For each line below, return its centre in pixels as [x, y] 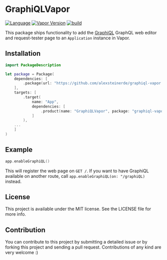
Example [19, 150]
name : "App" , [45, 102]
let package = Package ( [30, 74]
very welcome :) [22, 253]
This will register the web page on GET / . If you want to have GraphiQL [77, 171]
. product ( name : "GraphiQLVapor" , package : [85, 111]
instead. [13, 181]
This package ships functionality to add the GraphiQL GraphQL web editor [81, 32]
